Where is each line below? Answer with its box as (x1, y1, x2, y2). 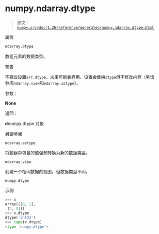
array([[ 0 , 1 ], (5, 201, 36, 207)
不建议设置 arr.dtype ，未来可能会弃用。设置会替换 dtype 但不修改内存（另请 (5, 74, 155, 80)
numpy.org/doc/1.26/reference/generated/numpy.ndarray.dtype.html (16, 25, 154, 30)
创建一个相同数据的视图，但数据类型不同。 (5, 168, 90, 174)
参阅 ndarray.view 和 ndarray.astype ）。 (5, 80, 81, 86)
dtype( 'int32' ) (5, 215, 36, 220)
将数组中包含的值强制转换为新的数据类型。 (5, 149, 90, 156)
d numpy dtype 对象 (5, 120, 44, 126)
